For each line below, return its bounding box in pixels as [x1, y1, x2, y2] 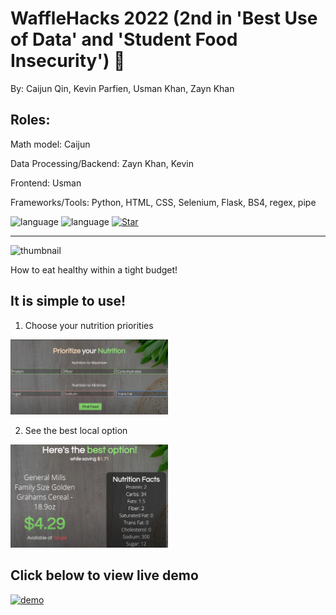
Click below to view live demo [10, 567, 199, 584]
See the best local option [24, 425, 128, 437]
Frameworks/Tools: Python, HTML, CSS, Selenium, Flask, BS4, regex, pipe [10, 196, 317, 208]
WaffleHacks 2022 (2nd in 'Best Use [10, 7, 318, 30]
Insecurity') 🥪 [10, 50, 126, 72]
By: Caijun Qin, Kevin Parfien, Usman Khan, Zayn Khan [10, 82, 235, 94]
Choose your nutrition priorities [24, 319, 154, 331]
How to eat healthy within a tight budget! [10, 263, 178, 276]
